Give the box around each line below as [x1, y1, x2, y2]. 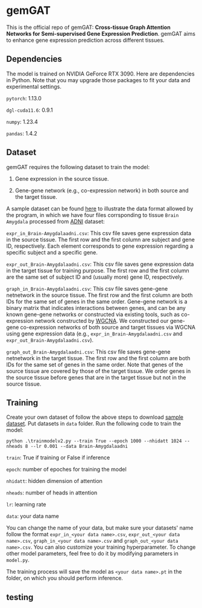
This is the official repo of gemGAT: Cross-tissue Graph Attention [6, 24, 171, 31]
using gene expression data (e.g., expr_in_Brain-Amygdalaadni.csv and [6, 330, 183, 337]
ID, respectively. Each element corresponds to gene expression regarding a [6, 242, 194, 250]
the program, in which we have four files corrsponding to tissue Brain [6, 211, 179, 218]
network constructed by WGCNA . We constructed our [35, 317, 169, 324]
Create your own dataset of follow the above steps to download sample [6, 413, 184, 421]
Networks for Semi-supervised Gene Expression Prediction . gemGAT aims [6, 30, 196, 37]
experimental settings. [6, 83, 62, 90]
